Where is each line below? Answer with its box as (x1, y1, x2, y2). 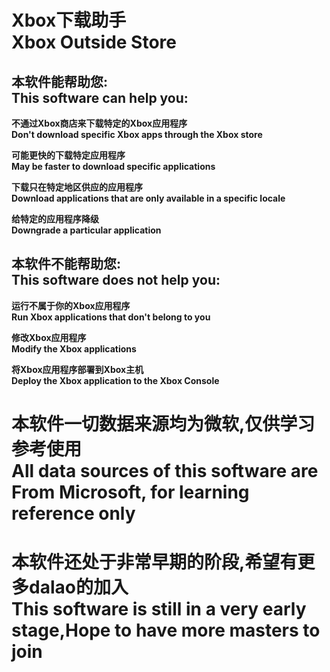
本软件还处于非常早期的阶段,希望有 (11, 551, 298, 574)
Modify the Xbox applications (11, 342, 137, 355)
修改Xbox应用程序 (11, 331, 87, 343)
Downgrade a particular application (11, 224, 162, 236)
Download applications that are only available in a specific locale (11, 192, 286, 204)
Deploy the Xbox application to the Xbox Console (11, 374, 220, 386)
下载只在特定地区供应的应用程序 (11, 181, 143, 193)
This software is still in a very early (11, 598, 307, 621)
